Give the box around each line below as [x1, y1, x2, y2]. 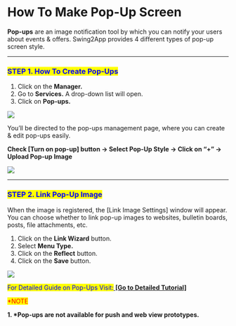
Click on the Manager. [17, 82, 83, 91]
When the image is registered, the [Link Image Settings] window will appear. [7, 205, 228, 214]
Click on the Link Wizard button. [17, 234, 112, 243]
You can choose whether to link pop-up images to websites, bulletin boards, [7, 213, 228, 222]
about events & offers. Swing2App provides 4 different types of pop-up [7, 34, 214, 43]
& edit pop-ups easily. [7, 131, 71, 140]
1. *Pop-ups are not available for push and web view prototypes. [7, 310, 199, 319]
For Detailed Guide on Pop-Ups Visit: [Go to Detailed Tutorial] [7, 283, 187, 292]
